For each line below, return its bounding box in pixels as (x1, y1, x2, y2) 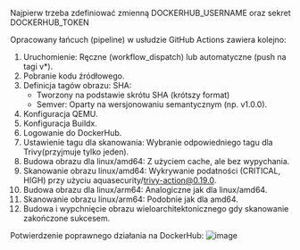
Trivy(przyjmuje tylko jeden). (22, 146, 129, 157)
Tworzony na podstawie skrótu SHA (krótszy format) (36, 89, 230, 100)
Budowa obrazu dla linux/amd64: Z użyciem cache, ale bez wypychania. (22, 156, 290, 166)
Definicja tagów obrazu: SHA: (22, 80, 132, 90)
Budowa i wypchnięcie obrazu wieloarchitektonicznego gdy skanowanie (22, 204, 289, 213)
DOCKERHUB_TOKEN (10, 17, 90, 28)
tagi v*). (22, 62, 54, 71)
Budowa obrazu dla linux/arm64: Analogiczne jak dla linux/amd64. (22, 185, 268, 195)
